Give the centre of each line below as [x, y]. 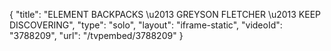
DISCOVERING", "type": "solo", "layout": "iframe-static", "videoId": [146, 25]
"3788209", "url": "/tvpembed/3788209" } [96, 35]
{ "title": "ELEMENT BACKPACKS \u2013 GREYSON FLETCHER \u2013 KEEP [165, 14]
